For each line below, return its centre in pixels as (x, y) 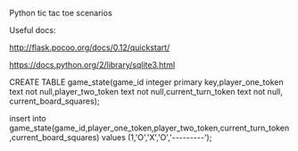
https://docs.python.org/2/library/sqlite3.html (92, 65)
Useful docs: (33, 30)
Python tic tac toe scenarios (61, 13)
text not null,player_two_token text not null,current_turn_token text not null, (146, 92)
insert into (28, 118)
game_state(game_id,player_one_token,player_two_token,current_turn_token (149, 128)
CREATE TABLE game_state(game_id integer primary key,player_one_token (146, 82)
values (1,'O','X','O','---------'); (157, 137)
